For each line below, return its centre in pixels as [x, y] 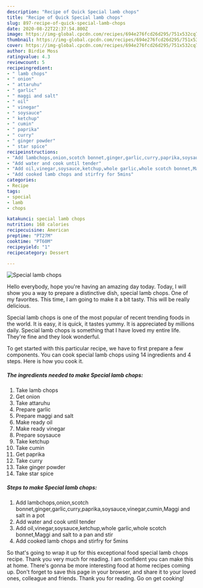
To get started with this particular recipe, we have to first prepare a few [95, 349]
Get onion [28, 397]
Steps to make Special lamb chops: [52, 487]
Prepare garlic [33, 409]
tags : [14, 191]
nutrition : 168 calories [38, 225]
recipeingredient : [30, 68]
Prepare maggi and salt [45, 416]
